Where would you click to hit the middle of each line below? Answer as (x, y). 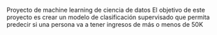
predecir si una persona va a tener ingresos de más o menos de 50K (105, 24)
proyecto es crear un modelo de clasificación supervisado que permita (108, 17)
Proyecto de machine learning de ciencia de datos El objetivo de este (106, 10)
